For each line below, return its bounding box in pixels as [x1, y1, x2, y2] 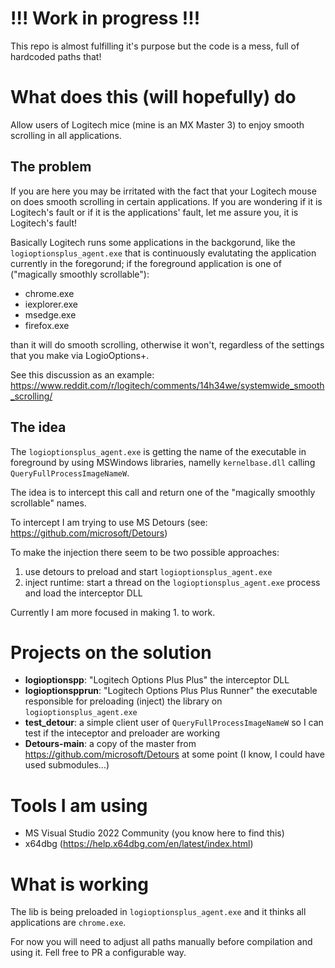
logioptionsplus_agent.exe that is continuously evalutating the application [10, 247, 317, 259]
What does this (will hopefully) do [10, 86, 297, 109]
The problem [10, 158, 92, 176]
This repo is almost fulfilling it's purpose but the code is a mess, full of [10, 40, 300, 52]
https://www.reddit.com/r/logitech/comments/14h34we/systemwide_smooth [10, 379, 325, 391]
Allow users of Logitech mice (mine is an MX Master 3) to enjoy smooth [10, 118, 305, 131]
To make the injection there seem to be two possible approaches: [10, 546, 280, 558]
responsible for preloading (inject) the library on [24, 695, 223, 707]
